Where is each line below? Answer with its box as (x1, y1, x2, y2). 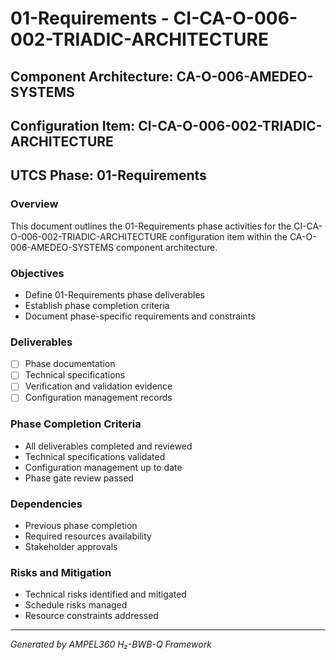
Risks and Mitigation (10, 566, 112, 580)
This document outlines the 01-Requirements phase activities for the (10, 220, 292, 232)
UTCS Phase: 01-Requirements (10, 167, 207, 184)
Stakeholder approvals (24, 541, 118, 553)
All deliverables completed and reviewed (24, 440, 193, 452)
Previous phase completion (24, 520, 138, 532)
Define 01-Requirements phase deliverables (24, 288, 205, 301)
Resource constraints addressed (24, 610, 159, 622)
